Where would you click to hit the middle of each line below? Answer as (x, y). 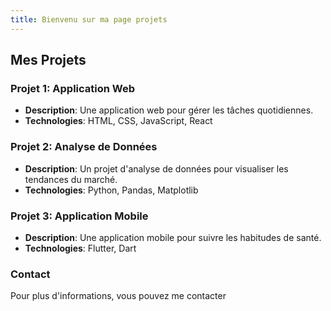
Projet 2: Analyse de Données (84, 147)
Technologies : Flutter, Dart (80, 248)
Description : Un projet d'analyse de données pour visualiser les (156, 168)
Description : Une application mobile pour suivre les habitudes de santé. (173, 237)
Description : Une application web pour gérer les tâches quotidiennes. (169, 110)
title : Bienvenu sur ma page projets (89, 19)
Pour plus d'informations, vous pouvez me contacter (118, 296)
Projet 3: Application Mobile (79, 216)
